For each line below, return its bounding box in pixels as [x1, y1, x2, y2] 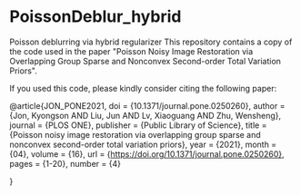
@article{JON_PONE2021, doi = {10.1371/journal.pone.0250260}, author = [9, 100, 286, 111]
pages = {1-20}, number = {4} [9, 158, 121, 169]
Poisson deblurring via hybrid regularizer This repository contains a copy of [9, 36, 293, 47]
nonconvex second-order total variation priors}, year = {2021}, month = [9, 139, 277, 150]
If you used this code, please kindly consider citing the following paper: [9, 83, 277, 93]
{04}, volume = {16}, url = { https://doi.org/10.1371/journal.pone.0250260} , [9, 148, 285, 160]
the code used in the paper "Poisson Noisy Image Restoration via [9, 45, 254, 56]
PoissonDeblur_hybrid [9, 6, 182, 27]
